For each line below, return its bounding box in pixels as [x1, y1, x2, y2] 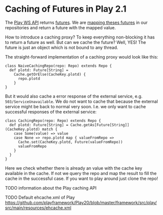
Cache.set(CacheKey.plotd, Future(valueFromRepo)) [18, 139, 123, 144]
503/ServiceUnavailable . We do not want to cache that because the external [5, 98, 158, 104]
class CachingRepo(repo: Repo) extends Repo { [5, 118, 101, 123]
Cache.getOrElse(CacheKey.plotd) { [14, 72, 86, 77]
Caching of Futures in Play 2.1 [5, 3, 127, 15]
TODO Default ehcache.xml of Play [5, 194, 75, 200]
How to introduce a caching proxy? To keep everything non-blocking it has [5, 34, 155, 40]
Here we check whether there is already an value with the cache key [5, 165, 143, 171]
